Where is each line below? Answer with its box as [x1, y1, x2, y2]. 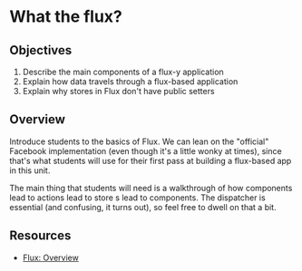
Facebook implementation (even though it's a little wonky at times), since [9, 145, 283, 156]
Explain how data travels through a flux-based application [22, 76, 239, 87]
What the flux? [9, 6, 122, 27]
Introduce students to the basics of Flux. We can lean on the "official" [9, 136, 269, 147]
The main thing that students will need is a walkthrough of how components [9, 182, 293, 193]
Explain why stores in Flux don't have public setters [22, 86, 215, 96]
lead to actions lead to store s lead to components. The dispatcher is [9, 192, 266, 203]
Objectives [9, 43, 73, 58]
